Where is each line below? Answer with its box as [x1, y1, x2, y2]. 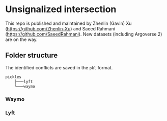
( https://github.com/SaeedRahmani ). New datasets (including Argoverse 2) [5, 31, 162, 37]
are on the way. [5, 36, 38, 43]
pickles [5, 74, 22, 79]
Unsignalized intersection [5, 4, 117, 15]
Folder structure [5, 51, 58, 60]
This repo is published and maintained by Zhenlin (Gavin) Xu [5, 20, 132, 26]
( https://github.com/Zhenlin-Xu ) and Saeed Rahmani [5, 25, 116, 31]
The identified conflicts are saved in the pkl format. [5, 64, 113, 70]
